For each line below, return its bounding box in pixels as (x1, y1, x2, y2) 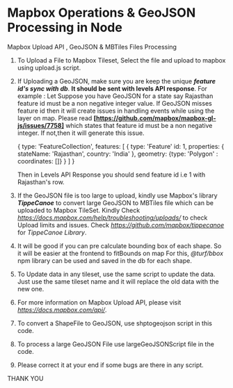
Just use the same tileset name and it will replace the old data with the (17, 277, 219, 286)
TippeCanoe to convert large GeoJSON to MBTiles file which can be (17, 198, 214, 207)
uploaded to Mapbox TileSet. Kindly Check (17, 206, 140, 214)
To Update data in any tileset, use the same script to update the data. (17, 270, 216, 278)
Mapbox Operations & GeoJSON (7, 5, 196, 21)
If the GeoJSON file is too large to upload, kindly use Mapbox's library (17, 191, 218, 200)
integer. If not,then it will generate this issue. (17, 129, 145, 137)
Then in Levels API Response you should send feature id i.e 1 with (17, 170, 206, 179)
